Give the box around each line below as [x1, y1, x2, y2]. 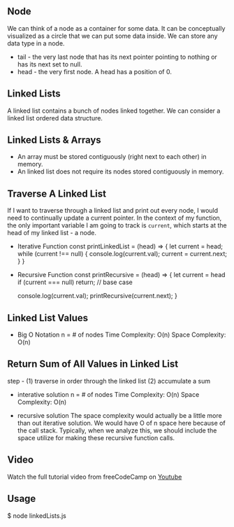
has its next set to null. [17, 59, 82, 69]
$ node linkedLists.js [7, 511, 66, 520]
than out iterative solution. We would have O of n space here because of [17, 419, 226, 427]
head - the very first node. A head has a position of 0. [17, 67, 173, 76]
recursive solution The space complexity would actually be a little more [17, 411, 222, 419]
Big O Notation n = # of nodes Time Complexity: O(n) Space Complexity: [17, 330, 226, 339]
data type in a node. [7, 38, 65, 48]
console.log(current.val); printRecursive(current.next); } [17, 292, 178, 300]
